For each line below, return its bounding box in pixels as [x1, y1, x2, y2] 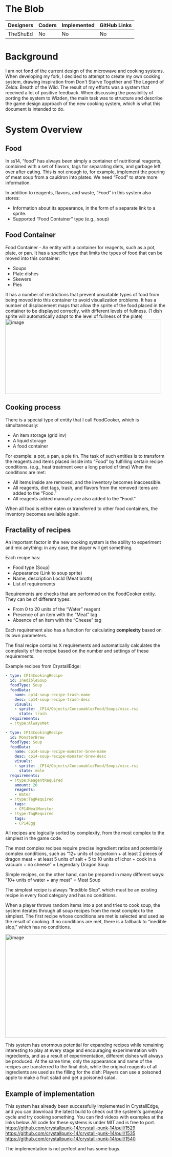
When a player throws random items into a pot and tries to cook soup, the [5, 902, 160, 908]
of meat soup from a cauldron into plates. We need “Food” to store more [5, 174, 158, 180]
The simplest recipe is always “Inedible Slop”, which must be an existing [5, 887, 157, 893]
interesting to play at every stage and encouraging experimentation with [5, 1047, 157, 1053]
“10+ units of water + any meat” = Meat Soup [5, 877, 101, 883]
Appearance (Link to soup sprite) [12, 570, 83, 576]
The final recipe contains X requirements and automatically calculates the [5, 642, 160, 648]
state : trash [18, 711, 47, 717]
